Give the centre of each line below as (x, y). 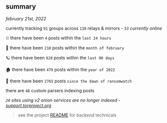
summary (21, 7)
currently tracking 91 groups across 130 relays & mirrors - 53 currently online (84, 28)
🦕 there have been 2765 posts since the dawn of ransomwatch (69, 81)
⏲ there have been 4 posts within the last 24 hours (59, 38)
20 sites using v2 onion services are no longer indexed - (63, 100)
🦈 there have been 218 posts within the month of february (65, 48)
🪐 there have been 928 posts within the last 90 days (60, 58)
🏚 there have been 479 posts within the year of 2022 (60, 69)
